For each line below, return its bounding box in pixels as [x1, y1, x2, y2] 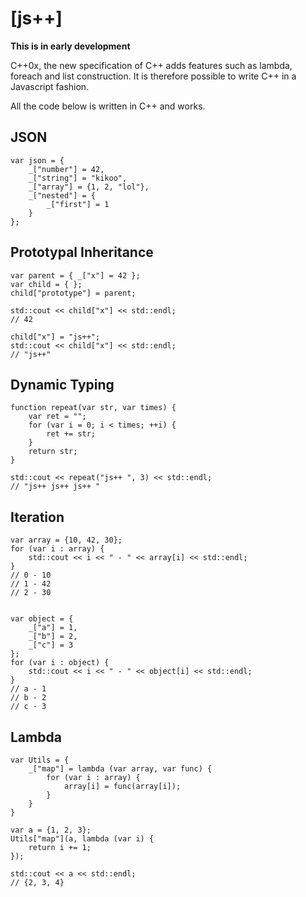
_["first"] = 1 [46, 199, 110, 209]
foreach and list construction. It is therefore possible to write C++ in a [10, 70, 297, 82]
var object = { [10, 614, 74, 624]
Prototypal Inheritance [10, 244, 154, 261]
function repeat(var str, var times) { [10, 403, 177, 413]
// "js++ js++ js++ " [10, 482, 101, 492]
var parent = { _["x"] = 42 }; [10, 270, 141, 281]
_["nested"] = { [28, 190, 97, 201]
